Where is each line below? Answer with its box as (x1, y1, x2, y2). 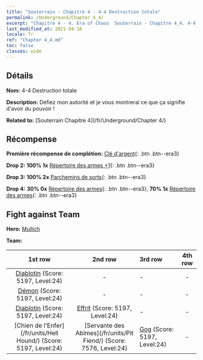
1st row (28, 255, 51, 264)
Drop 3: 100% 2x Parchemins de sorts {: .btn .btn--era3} (6, 174, 147, 181)
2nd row (92, 255, 117, 264)
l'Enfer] (43, 321, 65, 330)
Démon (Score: (18, 287, 61, 295)
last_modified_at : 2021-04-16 (6, 25, 83, 32)
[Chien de (14, 321, 42, 330)
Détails (6, 71, 33, 81)
